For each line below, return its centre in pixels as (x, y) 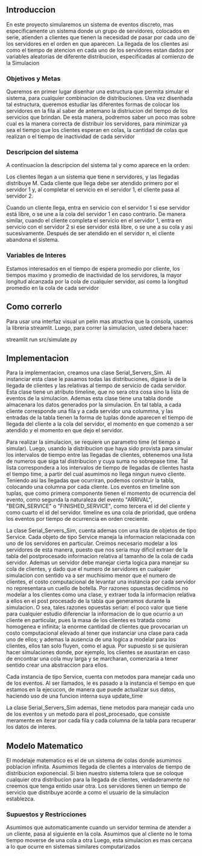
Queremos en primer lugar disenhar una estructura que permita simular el (98, 92)
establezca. (21, 799)
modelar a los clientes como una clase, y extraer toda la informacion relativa (101, 595)
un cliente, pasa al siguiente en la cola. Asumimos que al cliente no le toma (99, 834)
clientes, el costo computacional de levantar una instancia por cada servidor (101, 582)
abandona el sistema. (33, 240)
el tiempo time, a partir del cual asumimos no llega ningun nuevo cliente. (96, 474)
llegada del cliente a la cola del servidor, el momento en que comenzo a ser (100, 424)
